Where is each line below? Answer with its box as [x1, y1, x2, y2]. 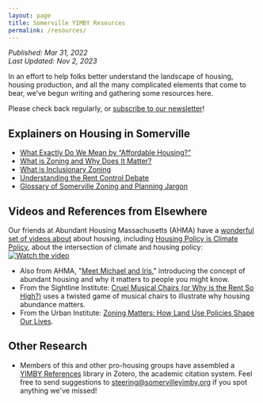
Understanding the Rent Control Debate [19, 173, 149, 183]
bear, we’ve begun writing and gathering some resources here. [8, 89, 214, 98]
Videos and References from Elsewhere [8, 204, 208, 218]
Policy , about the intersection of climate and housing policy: [8, 242, 204, 252]
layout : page [8, 11, 51, 20]
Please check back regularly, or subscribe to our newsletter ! [8, 104, 205, 113]
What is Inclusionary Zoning [19, 165, 111, 174]
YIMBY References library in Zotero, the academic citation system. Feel [19, 369, 253, 378]
